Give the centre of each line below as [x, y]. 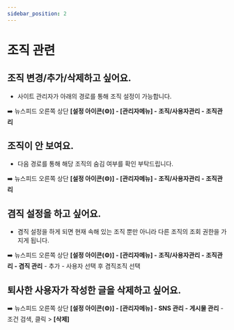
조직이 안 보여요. [41, 146]
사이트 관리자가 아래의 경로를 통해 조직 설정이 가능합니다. [94, 96]
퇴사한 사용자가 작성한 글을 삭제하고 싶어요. [94, 290]
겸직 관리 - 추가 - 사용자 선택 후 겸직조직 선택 [79, 266]
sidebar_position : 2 [37, 14]
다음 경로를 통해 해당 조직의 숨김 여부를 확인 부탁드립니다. [95, 164]
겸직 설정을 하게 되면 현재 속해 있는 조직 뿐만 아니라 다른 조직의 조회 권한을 [118, 232]
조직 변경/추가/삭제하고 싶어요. [69, 78]
